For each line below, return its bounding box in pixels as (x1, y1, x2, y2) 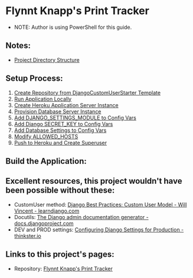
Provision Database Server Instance (14, 108, 102, 115)
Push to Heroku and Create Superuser (14, 139, 107, 146)
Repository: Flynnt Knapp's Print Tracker (14, 265, 113, 272)
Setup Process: (5, 74, 63, 84)
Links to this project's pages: (5, 249, 115, 260)
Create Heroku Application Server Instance (14, 101, 119, 108)
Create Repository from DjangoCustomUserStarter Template (14, 89, 161, 96)
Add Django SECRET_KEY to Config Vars (14, 120, 113, 127)
